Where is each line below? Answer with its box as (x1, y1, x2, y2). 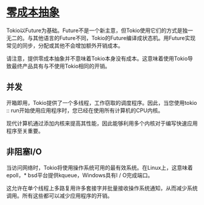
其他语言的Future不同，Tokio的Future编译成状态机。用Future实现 (32, 34, 196, 41)
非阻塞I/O (6, 147, 42, 157)
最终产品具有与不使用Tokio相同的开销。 (11, 62, 110, 70)
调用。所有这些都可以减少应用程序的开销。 (6, 192, 113, 199)
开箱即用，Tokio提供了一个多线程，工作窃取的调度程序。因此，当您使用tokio (6, 99, 197, 106)
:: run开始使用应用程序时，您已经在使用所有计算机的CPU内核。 (6, 107, 164, 114)
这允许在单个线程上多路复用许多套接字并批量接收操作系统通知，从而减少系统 (6, 184, 198, 192)
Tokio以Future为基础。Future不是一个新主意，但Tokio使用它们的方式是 (6, 27, 183, 34)
